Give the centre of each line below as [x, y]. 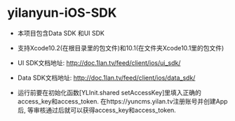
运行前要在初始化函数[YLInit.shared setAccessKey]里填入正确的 [109, 92]
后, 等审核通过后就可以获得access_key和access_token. [97, 110]
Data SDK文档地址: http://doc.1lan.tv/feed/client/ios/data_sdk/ [106, 78]
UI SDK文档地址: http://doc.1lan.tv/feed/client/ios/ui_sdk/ [99, 63]
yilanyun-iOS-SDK [62, 13]
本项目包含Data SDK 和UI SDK [61, 33]
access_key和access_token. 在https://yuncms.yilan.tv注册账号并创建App [122, 101]
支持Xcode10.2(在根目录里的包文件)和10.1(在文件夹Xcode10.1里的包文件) [121, 48]
